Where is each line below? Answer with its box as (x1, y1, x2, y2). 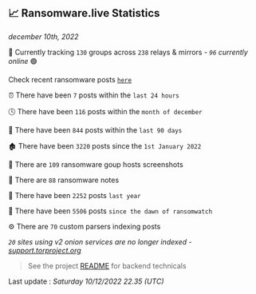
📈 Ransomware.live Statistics (8, 6, 160, 20)
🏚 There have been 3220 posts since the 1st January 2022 (8, 141, 202, 150)
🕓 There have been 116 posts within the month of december (8, 106, 203, 116)
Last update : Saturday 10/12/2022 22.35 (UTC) (8, 276, 165, 286)
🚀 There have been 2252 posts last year (8, 190, 141, 200)
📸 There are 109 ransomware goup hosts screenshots (8, 159, 183, 169)
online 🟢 (8, 56, 37, 66)
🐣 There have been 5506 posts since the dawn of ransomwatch (8, 206, 213, 216)
